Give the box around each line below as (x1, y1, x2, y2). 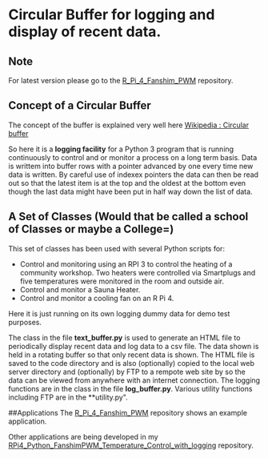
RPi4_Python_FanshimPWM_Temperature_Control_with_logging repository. (8, 440, 254, 450)
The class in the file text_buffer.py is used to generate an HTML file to (8, 332, 241, 342)
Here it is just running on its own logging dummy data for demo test (8, 308, 230, 318)
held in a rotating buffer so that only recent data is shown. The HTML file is (8, 350, 255, 360)
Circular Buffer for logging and (8, 6, 215, 24)
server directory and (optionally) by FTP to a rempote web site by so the (8, 367, 246, 376)
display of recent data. (8, 22, 162, 41)
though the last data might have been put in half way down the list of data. (8, 187, 254, 196)
